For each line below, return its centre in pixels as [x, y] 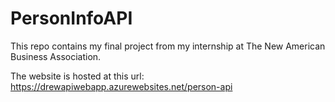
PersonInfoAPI [71, 18]
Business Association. [56, 56]
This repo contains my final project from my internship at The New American [168, 46]
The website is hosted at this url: [77, 76]
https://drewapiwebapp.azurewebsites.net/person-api [121, 86]
